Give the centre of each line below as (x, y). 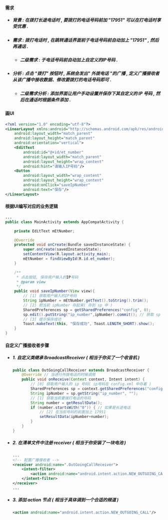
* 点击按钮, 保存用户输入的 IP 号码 (47, 277)
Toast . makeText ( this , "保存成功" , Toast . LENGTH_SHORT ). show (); (89, 324)
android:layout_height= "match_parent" (54, 138)
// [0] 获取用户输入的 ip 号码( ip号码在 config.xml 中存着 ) (91, 384)
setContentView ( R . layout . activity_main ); (67, 254)
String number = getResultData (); (66, 403)
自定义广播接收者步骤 (27, 345)
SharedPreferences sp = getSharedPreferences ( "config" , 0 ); (87, 310)
